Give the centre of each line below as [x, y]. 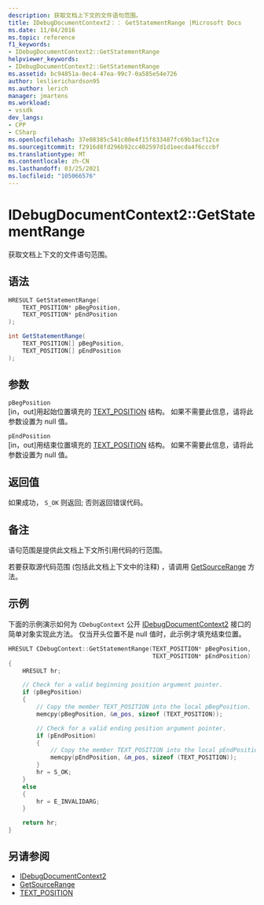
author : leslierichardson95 [54, 81]
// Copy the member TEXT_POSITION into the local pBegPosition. [144, 707]
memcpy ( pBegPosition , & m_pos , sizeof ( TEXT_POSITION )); [130, 714]
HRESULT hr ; [42, 671]
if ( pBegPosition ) [52, 692]
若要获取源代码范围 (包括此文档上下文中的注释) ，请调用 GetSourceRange [127, 567]
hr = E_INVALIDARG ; [68, 801]
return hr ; [40, 823]
